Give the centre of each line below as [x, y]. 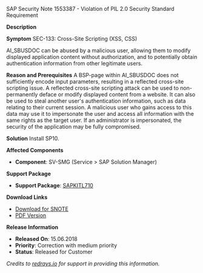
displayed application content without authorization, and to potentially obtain [102, 57]
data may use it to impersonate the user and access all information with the [100, 114]
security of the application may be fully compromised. [74, 126]
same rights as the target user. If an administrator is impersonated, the [94, 120]
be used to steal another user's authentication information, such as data [96, 101]
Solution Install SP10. [33, 138]
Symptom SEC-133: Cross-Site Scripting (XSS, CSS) [72, 39]
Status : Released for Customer [54, 252]
